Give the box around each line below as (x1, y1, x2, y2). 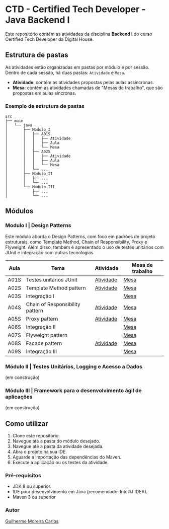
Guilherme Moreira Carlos (5, 518, 59, 524)
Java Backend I (5, 14, 70, 26)
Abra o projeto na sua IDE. (12, 449, 67, 455)
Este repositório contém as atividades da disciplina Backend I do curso (5, 31, 152, 37)
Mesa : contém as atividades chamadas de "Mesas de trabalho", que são (12, 85, 163, 91)
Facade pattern (26, 340, 62, 347)
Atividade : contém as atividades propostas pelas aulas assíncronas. (12, 79, 154, 85)
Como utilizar (5, 419, 49, 428)
